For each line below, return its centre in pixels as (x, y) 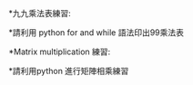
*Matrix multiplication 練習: (60, 52)
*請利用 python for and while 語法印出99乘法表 (96, 33)
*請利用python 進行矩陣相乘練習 (69, 71)
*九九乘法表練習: (40, 13)
